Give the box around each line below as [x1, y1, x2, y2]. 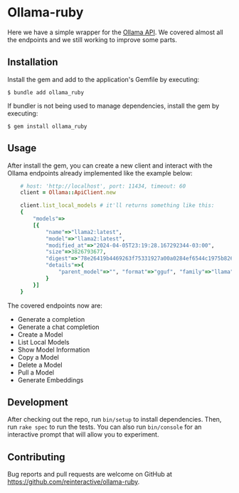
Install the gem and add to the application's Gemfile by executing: [7, 75, 200, 83]
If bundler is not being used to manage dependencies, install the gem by [7, 101, 220, 110]
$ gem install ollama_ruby [7, 123, 87, 130]
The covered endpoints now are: [7, 301, 103, 310]
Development [7, 396, 69, 408]
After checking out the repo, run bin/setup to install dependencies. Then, [7, 415, 222, 424]
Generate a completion [17, 315, 85, 323]
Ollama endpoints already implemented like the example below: [7, 168, 193, 177]
